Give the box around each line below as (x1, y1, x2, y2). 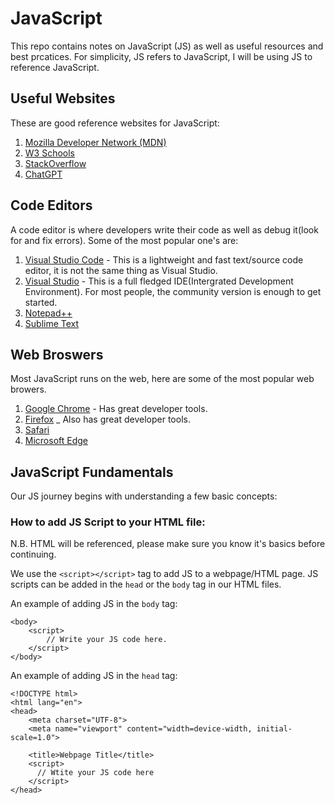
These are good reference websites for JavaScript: (10, 117, 220, 129)
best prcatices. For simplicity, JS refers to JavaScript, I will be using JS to (10, 50, 313, 62)
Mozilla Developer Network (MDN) (24, 136, 167, 148)
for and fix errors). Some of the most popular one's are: (10, 234, 239, 246)
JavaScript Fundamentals (10, 463, 174, 481)
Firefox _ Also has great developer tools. (24, 413, 191, 426)
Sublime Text (24, 317, 80, 329)
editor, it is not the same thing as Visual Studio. (24, 264, 218, 276)
